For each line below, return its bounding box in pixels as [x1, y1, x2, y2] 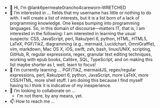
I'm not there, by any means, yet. [17, 93, 83, 99]
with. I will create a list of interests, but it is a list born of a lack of [9, 15, 140, 21]
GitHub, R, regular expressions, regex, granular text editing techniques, [9, 51, 152, 57]
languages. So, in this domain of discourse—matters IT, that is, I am [9, 25, 145, 31]
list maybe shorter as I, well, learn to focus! [9, 62, 96, 67]
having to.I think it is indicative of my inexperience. [9, 83, 112, 88]
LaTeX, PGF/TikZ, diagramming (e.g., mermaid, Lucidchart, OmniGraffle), [9, 41, 156, 46]
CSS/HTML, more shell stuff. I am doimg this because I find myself [9, 77, 143, 83]
